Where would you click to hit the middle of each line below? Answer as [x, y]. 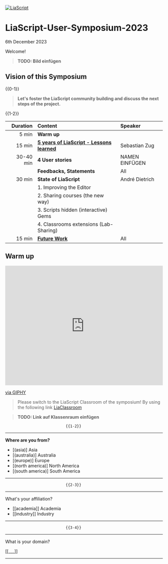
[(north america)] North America [46, 466]
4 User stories [54, 160]
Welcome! [15, 51]
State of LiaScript [58, 179]
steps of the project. [39, 104]
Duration [22, 126]
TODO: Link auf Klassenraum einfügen [58, 417]
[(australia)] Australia [34, 455]
